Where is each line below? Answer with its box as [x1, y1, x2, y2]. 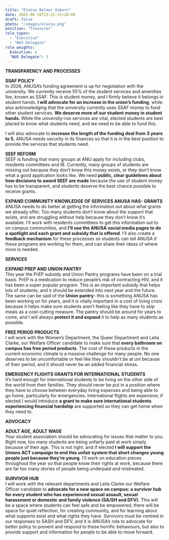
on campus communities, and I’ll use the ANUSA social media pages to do [5, 225, 161, 231]
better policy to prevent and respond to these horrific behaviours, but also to [5, 524, 164, 530]
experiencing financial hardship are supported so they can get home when [5, 403, 163, 409]
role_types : [5, 31, 30, 36]
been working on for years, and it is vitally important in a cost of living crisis [5, 298, 162, 304]
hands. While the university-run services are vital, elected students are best [5, 115, 163, 122]
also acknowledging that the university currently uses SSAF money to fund [5, 104, 160, 111]
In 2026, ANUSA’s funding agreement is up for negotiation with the [5, 83, 144, 89]
